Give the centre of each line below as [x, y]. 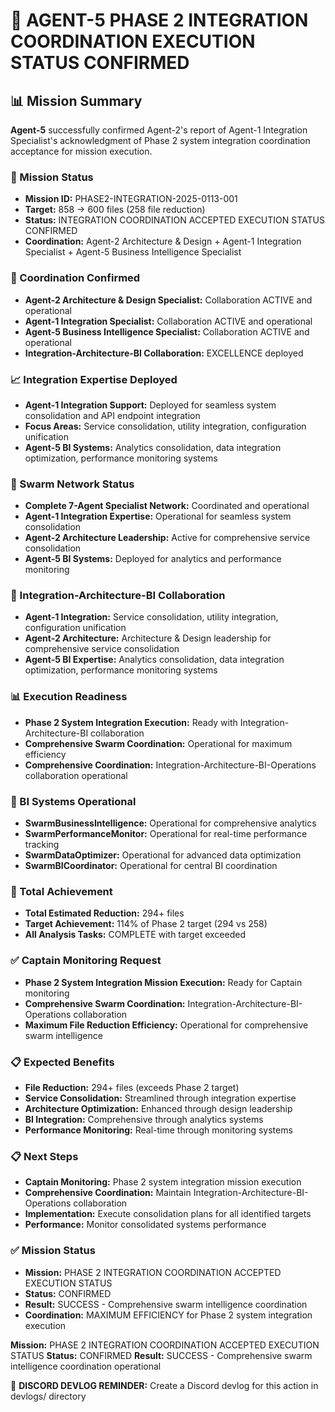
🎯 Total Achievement [61, 891]
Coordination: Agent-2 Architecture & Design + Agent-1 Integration [163, 241]
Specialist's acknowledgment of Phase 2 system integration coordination [160, 140]
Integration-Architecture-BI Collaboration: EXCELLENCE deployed [164, 353]
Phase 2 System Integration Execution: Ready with [131, 722]
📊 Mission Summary [76, 100]
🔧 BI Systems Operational [73, 801]
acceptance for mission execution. [81, 151]
